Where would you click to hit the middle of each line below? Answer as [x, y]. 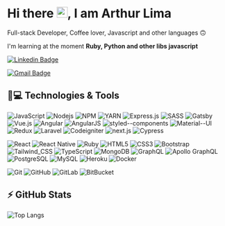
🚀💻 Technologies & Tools [64, 96]
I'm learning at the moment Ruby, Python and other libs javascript [103, 46]
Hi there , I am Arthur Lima [89, 14]
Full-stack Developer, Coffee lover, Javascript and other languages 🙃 [107, 33]
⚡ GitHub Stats [39, 195]
